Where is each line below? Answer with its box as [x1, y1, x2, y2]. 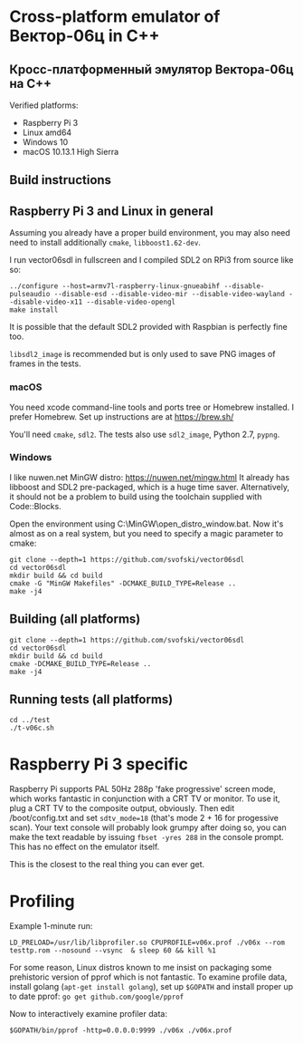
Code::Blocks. [9, 500, 62, 511]
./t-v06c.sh [9, 723, 54, 733]
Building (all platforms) [9, 612, 141, 627]
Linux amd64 [22, 127, 72, 138]
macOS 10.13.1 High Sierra [22, 147, 119, 157]
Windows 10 [22, 137, 69, 147]
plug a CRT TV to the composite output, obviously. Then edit [9, 803, 235, 814]
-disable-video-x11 [9, 297, 83, 307]
